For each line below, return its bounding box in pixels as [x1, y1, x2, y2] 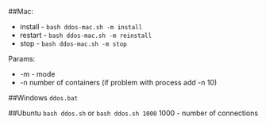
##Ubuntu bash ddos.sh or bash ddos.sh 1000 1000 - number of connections [8, 108, 259, 118]
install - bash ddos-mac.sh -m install [19, 22, 143, 31]
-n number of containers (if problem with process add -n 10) [19, 78, 218, 87]
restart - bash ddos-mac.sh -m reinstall [19, 31, 152, 39]
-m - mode [19, 70, 56, 78]
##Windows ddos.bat [8, 93, 78, 102]
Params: [8, 54, 36, 63]
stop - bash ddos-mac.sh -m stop [19, 39, 127, 48]
